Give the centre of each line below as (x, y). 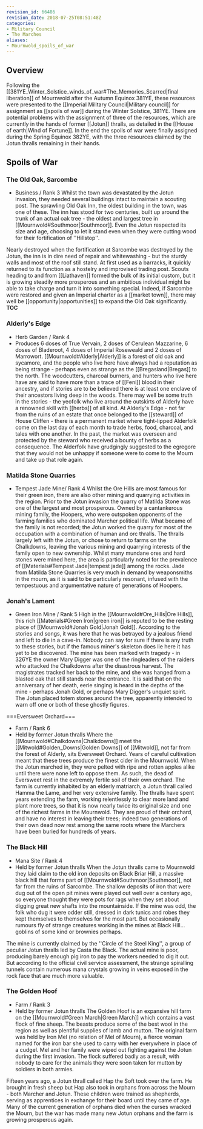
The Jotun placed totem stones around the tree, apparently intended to (104, 698)
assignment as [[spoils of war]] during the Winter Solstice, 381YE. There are (101, 111)
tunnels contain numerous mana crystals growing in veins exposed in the (98, 969)
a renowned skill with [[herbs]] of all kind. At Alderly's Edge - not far (100, 408)
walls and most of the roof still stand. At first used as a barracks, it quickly (99, 263)
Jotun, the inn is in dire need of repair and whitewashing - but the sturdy (97, 256)
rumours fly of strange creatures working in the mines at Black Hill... (100, 925)
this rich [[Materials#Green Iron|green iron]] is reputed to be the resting (104, 621)
